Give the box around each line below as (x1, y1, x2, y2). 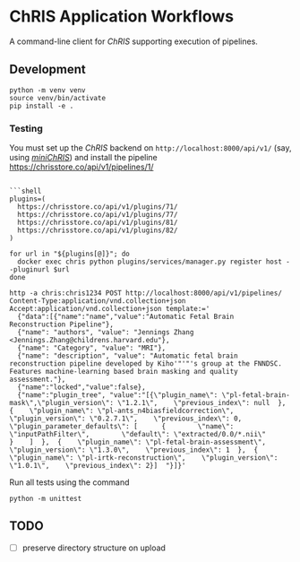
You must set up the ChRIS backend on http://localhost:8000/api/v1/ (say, (9, 143, 292, 153)
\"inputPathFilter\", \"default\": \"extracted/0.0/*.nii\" (9, 430, 267, 439)
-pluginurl (9, 265, 50, 274)
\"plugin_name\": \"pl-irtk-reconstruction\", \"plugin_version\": (9, 454, 279, 463)
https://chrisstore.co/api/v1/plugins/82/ (17, 226, 178, 235)
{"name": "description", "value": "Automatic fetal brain (17, 351, 239, 360)
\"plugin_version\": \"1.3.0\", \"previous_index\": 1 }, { (9, 445, 258, 454)
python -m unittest (9, 495, 82, 504)
